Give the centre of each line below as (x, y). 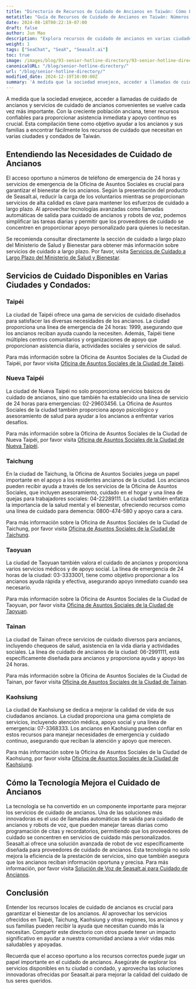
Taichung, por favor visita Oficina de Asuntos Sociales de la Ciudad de (91, 529)
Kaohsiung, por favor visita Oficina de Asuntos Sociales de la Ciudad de (92, 758)
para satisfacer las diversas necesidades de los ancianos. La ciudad (88, 321)
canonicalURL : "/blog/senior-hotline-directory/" (68, 66)
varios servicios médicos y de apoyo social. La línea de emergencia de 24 (95, 569)
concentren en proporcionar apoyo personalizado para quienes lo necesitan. (98, 227)
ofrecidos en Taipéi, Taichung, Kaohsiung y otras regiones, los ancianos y (95, 919)
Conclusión (27, 893)
